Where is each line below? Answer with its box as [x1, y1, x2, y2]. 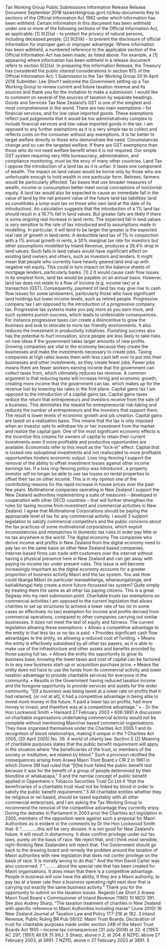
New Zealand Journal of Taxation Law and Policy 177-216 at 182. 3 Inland [5, 911, 155, 917]
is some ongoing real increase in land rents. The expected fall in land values [5, 217, 161, 222]
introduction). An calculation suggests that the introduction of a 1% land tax [5, 206, 160, 212]
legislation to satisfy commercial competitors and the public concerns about [5, 518, 161, 524]
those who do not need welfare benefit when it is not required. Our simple [5, 147, 157, 153]
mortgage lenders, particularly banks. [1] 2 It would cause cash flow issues [5, 269, 160, 275]
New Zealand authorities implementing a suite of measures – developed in [5, 492, 158, 498]
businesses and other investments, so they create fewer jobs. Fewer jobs [5, 359, 156, 365]
